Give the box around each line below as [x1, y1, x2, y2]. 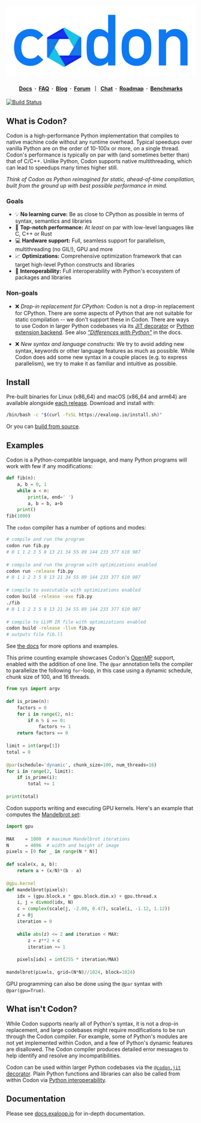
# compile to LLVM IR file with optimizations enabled [6, 619, 146, 625]
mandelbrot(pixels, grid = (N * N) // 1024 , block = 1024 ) [6, 970, 136, 976]
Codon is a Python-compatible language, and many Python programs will [6, 456, 187, 463]
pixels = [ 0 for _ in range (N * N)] [6, 849, 98, 855]
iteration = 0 [17, 918, 52, 925]
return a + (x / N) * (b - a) [17, 868, 82, 874]
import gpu [6, 823, 34, 829]
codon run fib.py [6, 543, 50, 549]
